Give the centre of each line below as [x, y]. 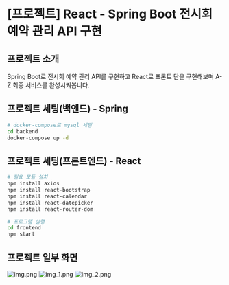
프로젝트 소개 [33, 59]
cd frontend [24, 228]
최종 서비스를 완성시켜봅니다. [51, 85]
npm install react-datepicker [50, 203]
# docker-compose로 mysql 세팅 [50, 125]
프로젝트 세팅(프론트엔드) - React [74, 161]
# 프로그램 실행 [26, 221]
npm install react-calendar [47, 196]
